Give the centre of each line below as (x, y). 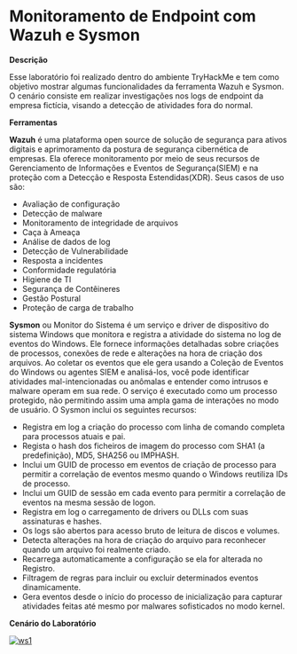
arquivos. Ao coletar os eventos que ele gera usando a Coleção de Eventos (146, 362)
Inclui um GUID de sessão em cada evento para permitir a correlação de (154, 492)
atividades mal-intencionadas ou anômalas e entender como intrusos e (139, 381)
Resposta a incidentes (63, 260)
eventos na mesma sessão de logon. (89, 502)
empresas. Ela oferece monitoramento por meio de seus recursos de (134, 158)
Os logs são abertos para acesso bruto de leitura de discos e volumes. (151, 531)
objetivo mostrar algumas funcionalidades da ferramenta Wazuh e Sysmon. (147, 86)
